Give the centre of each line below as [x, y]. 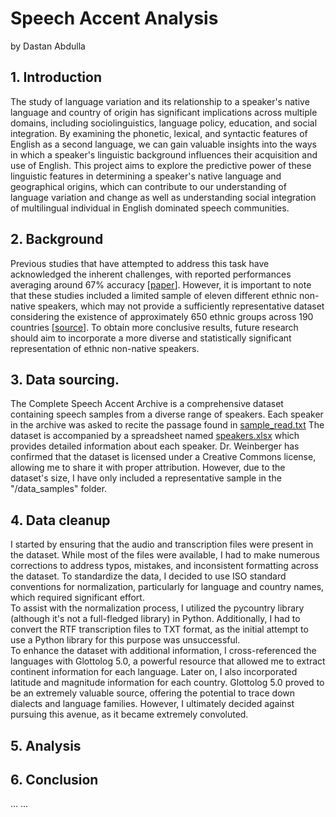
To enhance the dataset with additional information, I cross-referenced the [163, 651]
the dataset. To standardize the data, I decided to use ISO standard [148, 576]
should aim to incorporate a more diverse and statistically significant [151, 338]
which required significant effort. [77, 598]
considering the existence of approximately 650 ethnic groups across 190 [162, 316]
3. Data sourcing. [65, 379]
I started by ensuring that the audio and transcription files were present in [162, 544]
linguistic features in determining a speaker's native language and [146, 176]
